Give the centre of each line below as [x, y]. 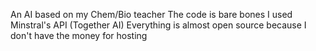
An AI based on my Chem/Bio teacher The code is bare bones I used [151, 14]
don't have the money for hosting [79, 35]
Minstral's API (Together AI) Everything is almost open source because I [158, 25]
